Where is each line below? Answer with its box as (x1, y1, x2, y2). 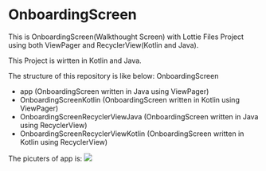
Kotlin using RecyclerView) (19, 137, 108, 146)
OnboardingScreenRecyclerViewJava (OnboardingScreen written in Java (19, 111, 259, 121)
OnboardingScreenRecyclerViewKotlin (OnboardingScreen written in (19, 129, 244, 138)
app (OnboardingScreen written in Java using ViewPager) (19, 86, 209, 96)
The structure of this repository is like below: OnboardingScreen (8, 71, 219, 80)
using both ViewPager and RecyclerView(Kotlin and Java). (8, 40, 199, 49)
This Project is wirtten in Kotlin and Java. (8, 56, 142, 65)
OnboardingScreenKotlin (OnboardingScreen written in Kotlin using (19, 95, 241, 104)
